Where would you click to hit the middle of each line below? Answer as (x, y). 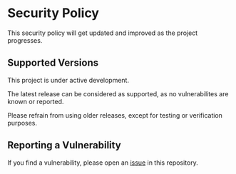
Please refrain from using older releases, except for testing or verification (115, 115)
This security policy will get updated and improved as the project (103, 33)
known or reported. (36, 101)
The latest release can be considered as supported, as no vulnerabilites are (118, 93)
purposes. (22, 123)
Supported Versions (53, 63)
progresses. (25, 40)
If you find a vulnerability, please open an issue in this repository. (103, 163)
